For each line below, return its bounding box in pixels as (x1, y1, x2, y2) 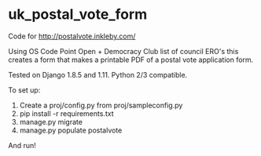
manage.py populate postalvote (19, 125, 123, 135)
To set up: (8, 85, 41, 95)
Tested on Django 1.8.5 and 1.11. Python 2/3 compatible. (8, 70, 188, 79)
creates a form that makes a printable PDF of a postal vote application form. (8, 55, 254, 64)
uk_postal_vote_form (8, 5, 148, 24)
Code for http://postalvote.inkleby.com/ (8, 31, 136, 41)
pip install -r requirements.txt (19, 108, 114, 118)
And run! (8, 140, 37, 150)
